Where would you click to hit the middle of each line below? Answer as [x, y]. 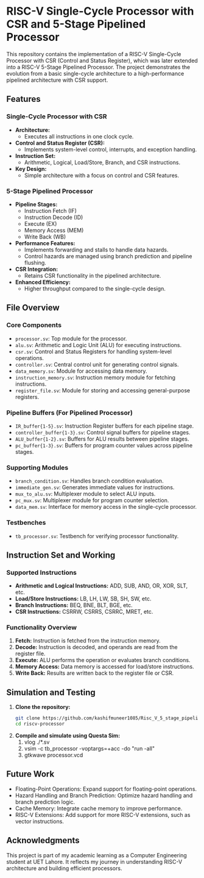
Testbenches [26, 523]
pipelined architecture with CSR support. [57, 80]
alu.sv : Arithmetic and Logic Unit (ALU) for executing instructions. [98, 345]
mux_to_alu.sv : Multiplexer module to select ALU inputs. [85, 494]
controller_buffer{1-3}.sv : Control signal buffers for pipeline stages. [103, 432]
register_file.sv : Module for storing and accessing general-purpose [103, 390]
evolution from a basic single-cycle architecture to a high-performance [95, 73]
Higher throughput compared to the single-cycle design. [95, 289]
